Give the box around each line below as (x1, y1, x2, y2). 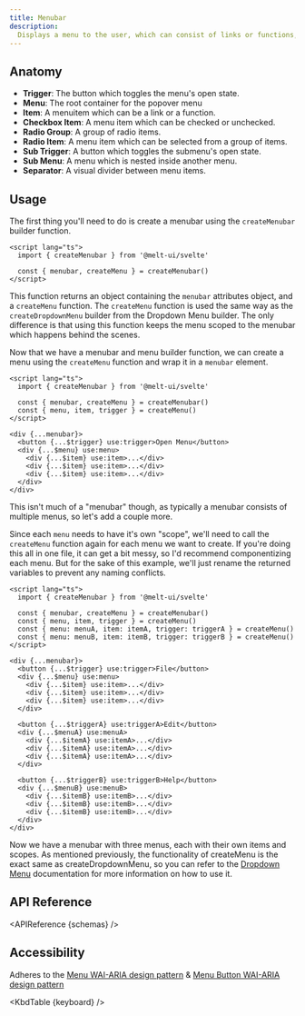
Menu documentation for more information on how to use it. (9, 869, 233, 879)
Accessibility (9, 945, 85, 961)
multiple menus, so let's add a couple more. (9, 511, 173, 522)
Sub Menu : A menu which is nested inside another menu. (22, 155, 238, 166)
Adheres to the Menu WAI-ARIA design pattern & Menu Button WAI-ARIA (9, 969, 280, 980)
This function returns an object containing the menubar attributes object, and (9, 291, 293, 301)
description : (9, 22, 59, 31)
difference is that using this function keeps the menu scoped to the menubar (9, 320, 296, 330)
